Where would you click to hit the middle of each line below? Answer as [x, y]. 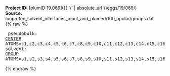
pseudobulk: [23, 34]
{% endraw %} [21, 69]
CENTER [13, 39]
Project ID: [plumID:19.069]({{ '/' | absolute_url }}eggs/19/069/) [71, 8]
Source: [14, 13]
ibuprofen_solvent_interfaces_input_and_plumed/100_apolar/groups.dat [80, 18]
